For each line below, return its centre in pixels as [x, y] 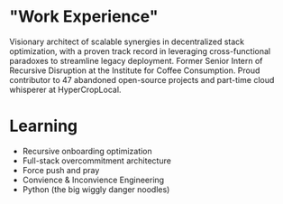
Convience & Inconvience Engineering [93, 180]
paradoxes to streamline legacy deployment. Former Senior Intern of [136, 60]
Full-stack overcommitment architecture [96, 161]
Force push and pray [61, 170]
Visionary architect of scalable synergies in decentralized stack [127, 42]
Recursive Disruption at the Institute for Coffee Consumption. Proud [135, 70]
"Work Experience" [84, 17]
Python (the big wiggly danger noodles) [96, 189]
